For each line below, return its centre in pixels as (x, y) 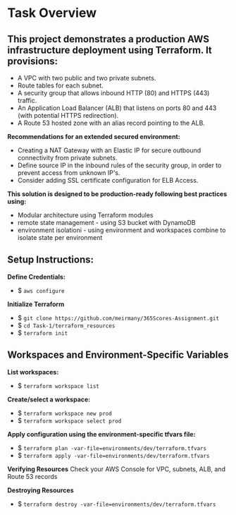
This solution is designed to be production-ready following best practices (117, 194)
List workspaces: (33, 372)
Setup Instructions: (50, 260)
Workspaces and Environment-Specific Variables (118, 355)
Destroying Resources (41, 490)
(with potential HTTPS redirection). (68, 115)
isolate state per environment (60, 237)
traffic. (27, 101)
